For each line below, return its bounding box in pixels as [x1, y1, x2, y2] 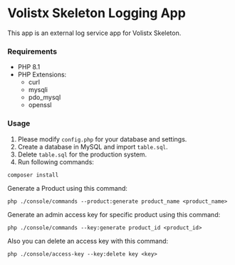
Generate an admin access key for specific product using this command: [7, 210, 221, 219]
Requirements [7, 46, 58, 56]
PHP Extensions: [17, 70, 67, 79]
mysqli [28, 86, 48, 94]
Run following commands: [17, 157, 95, 166]
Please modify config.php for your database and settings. [17, 134, 187, 144]
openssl [28, 101, 52, 109]
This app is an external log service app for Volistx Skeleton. [7, 29, 182, 37]
